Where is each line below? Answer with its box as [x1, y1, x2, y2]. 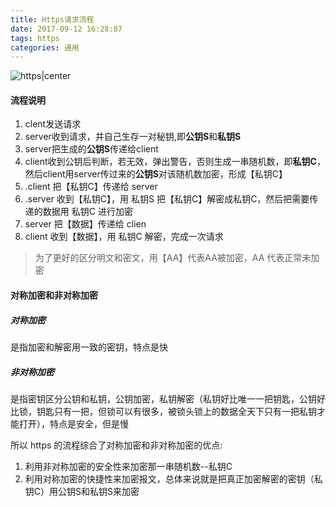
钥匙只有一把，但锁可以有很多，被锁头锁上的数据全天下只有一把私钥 [36, 405, 317, 417]
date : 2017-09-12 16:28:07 [10, 24, 123, 34]
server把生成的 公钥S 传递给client [24, 143, 159, 155]
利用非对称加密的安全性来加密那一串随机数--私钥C [24, 460, 233, 472]
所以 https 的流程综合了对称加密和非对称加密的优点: [10, 439, 223, 451]
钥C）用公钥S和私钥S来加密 [24, 485, 140, 497]
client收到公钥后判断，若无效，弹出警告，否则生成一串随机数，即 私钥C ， [24, 156, 326, 168]
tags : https [10, 33, 60, 43]
